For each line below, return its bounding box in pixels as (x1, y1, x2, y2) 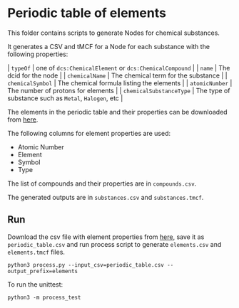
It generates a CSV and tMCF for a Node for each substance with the (7, 42, 210, 51)
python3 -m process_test (7, 294, 81, 301)
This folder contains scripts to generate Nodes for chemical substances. (7, 28, 220, 37)
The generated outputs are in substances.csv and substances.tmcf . (7, 193, 204, 201)
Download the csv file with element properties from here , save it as (7, 233, 205, 241)
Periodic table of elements (7, 5, 166, 21)
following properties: (7, 50, 68, 58)
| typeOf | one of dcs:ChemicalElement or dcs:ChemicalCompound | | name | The (7, 63, 230, 72)
